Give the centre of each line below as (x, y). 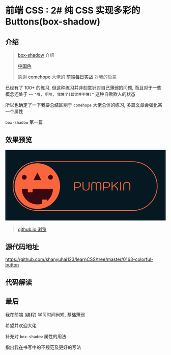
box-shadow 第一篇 (24, 122)
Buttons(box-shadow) (53, 22)
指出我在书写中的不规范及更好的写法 (43, 347)
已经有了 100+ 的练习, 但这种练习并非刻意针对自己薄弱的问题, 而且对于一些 (83, 88)
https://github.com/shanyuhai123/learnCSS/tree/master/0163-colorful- (79, 259)
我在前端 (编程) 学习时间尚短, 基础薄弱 (45, 315)
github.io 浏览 (32, 229)
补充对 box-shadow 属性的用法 (36, 336)
